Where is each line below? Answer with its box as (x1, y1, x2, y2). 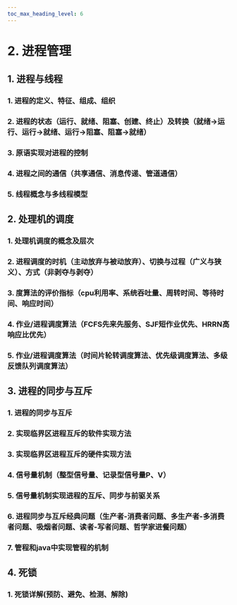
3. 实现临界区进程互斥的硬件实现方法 (7, 449, 132, 459)
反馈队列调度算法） (7, 361, 73, 371)
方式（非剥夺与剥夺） (25, 267, 98, 277)
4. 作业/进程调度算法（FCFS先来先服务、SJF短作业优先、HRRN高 (7, 319, 230, 329)
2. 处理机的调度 (7, 213, 74, 226)
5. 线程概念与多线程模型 (7, 189, 88, 199)
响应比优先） (7, 329, 51, 339)
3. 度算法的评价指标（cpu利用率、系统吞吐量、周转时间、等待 (7, 288, 217, 298)
